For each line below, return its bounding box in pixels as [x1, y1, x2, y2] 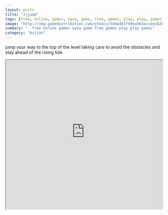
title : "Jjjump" [5, 12, 39, 17]
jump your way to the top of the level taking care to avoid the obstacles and [5, 44, 160, 50]
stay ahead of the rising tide [5, 49, 63, 55]
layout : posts [5, 7, 35, 12]
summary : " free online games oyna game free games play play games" [5, 26, 155, 31]
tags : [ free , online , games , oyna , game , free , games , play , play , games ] [5, 16, 164, 21]
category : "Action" [5, 30, 46, 35]
